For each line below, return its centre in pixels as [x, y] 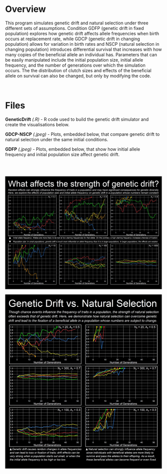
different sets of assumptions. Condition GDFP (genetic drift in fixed [75, 28]
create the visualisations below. [37, 124]
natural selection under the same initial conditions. [57, 139]
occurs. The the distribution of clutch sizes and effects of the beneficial [78, 70]
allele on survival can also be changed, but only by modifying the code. [78, 76]
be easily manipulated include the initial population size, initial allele [74, 60]
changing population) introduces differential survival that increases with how [84, 49]
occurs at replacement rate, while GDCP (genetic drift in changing [73, 39]
